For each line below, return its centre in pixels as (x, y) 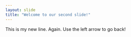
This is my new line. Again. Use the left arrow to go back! (65, 29)
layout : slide (21, 10)
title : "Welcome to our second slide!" (48, 15)
